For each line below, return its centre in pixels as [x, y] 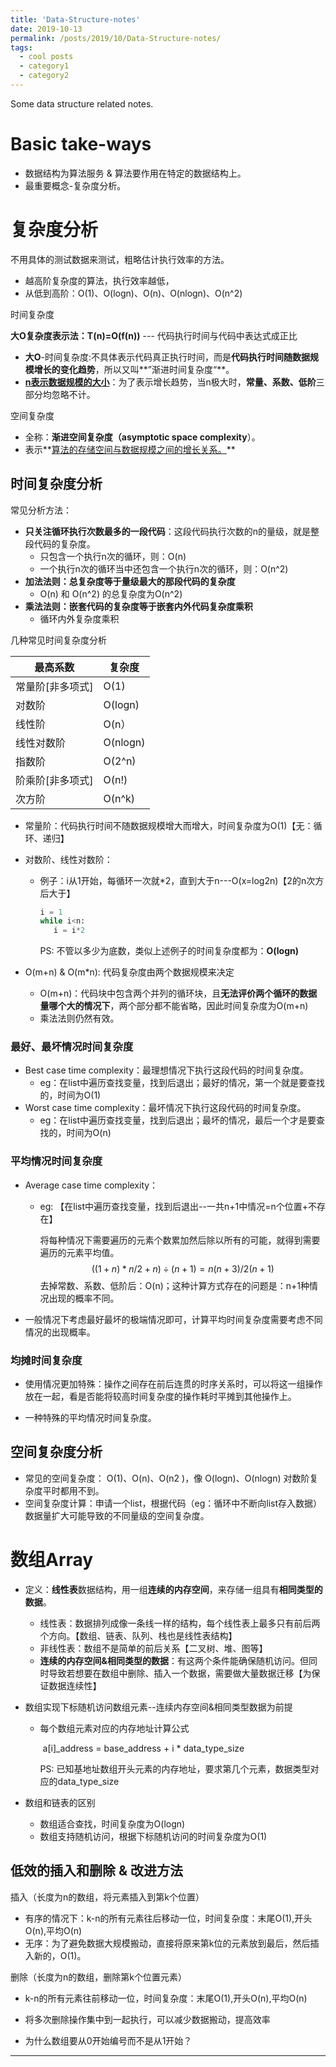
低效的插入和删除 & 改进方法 [97, 1871]
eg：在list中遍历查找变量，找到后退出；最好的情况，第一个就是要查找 [182, 1083]
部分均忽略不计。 [60, 394]
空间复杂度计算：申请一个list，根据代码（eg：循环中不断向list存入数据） [173, 1503]
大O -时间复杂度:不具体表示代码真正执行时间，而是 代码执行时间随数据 [167, 357]
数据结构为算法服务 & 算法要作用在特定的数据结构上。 [135, 173]
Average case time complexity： [91, 1185]
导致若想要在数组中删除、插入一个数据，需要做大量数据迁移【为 [180, 1673]
